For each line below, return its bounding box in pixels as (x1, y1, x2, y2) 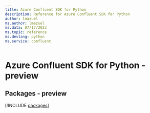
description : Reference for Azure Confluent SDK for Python (5, 12, 130, 17)
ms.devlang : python (5, 35, 45, 39)
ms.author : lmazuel (5, 20, 45, 26)
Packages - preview (5, 90, 67, 98)
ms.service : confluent (5, 39, 51, 44)
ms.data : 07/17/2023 (5, 25, 47, 30)
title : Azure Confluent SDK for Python (5, 7, 86, 12)
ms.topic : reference (5, 30, 47, 35)
